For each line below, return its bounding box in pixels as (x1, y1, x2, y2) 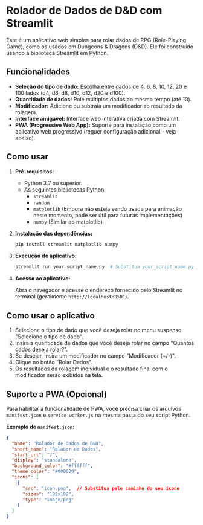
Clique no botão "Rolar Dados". (14, 359, 93, 366)
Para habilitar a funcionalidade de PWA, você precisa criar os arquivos (6, 405, 181, 412)
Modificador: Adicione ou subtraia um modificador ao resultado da (14, 102, 182, 109)
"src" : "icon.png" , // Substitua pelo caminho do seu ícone (22, 485, 180, 491)
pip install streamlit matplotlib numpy (14, 241, 118, 248)
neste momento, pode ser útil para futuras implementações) (33, 211, 183, 219)
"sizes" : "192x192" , (22, 491, 74, 497)
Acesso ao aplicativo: (14, 275, 71, 282)
